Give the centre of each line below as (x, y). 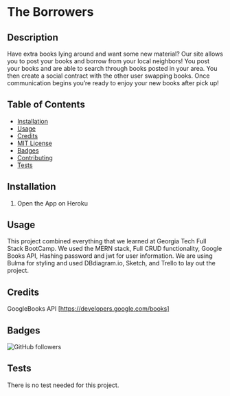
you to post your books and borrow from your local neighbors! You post (108, 61)
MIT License (35, 143)
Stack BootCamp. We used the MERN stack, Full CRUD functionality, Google (115, 249)
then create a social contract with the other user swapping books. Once (108, 76)
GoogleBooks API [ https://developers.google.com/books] (88, 309)
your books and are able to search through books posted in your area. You (112, 68)
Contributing (35, 157)
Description (33, 37)
